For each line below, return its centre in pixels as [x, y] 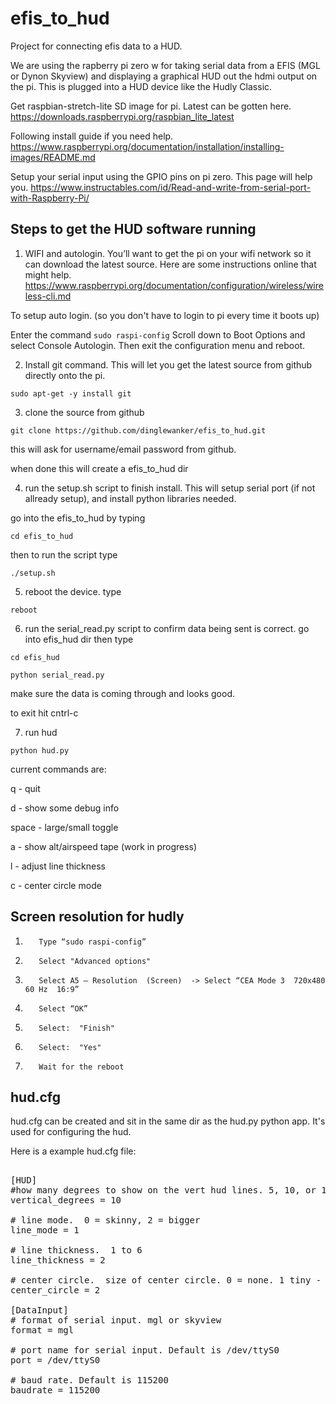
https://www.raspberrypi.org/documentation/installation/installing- [147, 146]
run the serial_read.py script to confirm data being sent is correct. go [167, 628]
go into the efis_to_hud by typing [78, 518]
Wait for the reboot [81, 1067]
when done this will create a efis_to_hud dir [99, 468]
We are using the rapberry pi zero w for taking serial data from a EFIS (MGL [165, 65]
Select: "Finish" [76, 1028]
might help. [48, 274]
